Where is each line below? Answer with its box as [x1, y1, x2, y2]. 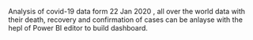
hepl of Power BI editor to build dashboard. [8, 24, 149, 32]
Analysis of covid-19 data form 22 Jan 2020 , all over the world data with [8, 7, 246, 16]
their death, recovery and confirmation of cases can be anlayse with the [8, 15, 244, 24]
